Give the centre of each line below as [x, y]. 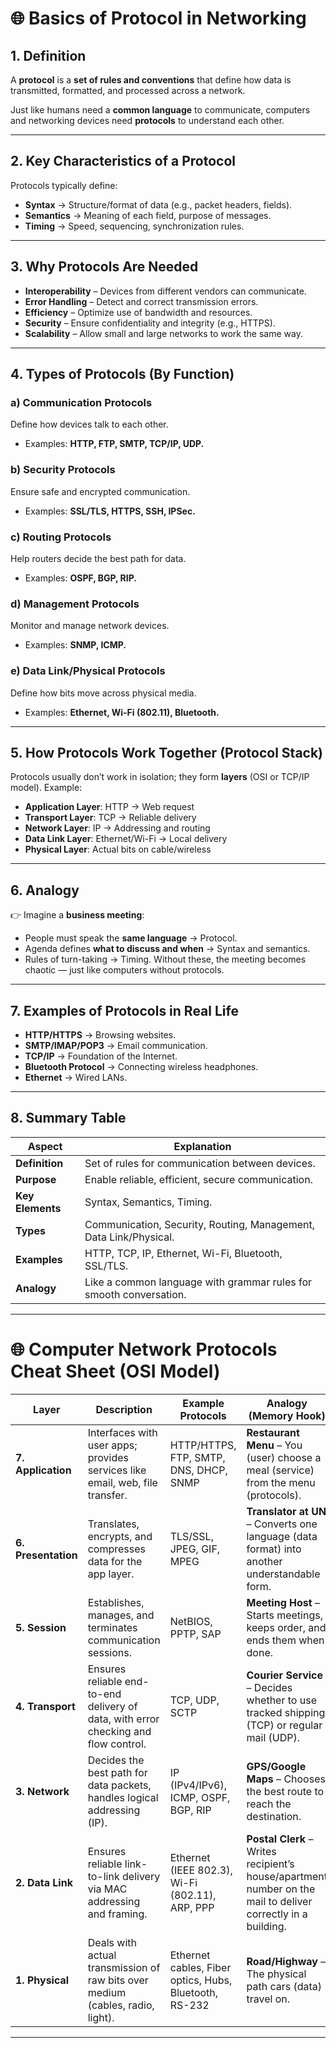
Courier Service [285, 1675]
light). [101, 2017]
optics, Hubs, [201, 1980]
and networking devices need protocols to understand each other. [147, 120]
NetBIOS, [191, 1621]
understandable [283, 1574]
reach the [269, 1804]
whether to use [281, 1700]
